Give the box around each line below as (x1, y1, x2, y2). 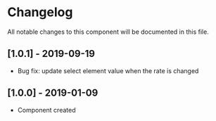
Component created (17, 106, 76, 114)
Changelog (7, 4, 73, 20)
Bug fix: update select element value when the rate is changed (17, 66, 199, 75)
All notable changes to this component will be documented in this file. (7, 27, 209, 36)
